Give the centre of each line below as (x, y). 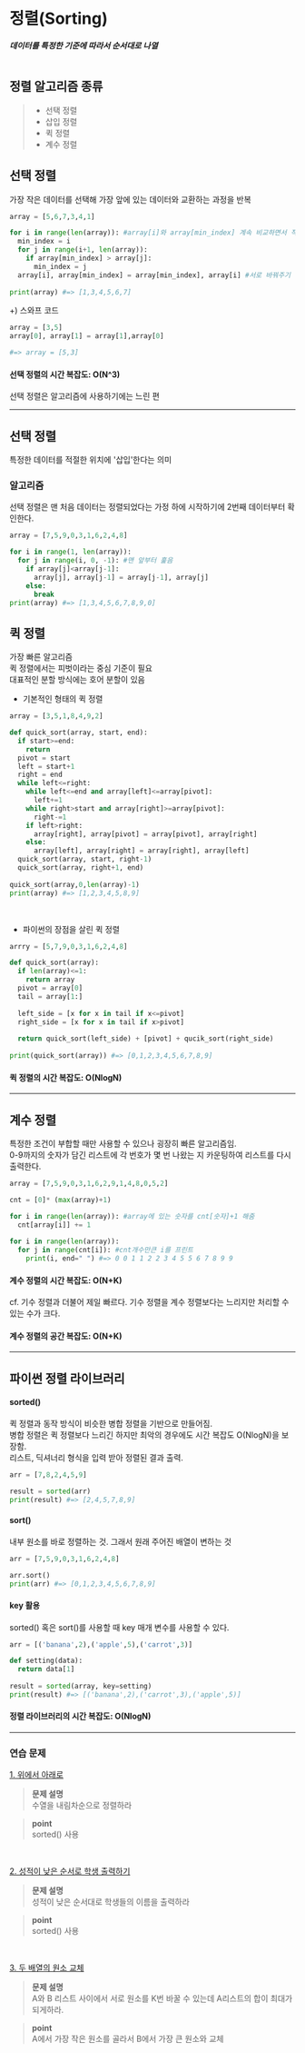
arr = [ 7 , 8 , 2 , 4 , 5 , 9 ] (49, 1475)
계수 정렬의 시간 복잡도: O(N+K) (66, 1280)
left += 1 (48, 801)
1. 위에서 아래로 (36, 1775)
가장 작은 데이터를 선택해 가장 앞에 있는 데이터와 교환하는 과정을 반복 (130, 199)
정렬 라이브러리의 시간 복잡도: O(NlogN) (80, 1716)
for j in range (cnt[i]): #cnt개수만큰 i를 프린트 (105, 1251)
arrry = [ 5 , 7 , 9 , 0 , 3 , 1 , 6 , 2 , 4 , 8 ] (69, 946)
